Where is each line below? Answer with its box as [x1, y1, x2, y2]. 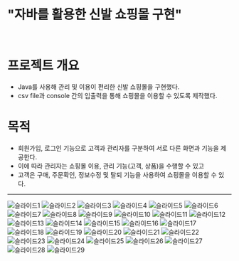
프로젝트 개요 [7, 58, 80, 74]
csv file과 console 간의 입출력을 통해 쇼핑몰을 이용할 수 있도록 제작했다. [17, 91, 218, 100]
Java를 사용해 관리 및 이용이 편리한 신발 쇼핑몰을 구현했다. [17, 82, 180, 91]
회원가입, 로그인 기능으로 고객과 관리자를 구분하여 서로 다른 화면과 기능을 [17, 144, 219, 152]
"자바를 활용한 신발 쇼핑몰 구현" [7, 6, 183, 23]
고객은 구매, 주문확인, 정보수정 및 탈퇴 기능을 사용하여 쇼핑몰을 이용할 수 [17, 170, 217, 179]
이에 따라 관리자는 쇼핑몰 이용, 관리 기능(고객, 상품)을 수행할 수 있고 [17, 161, 205, 170]
